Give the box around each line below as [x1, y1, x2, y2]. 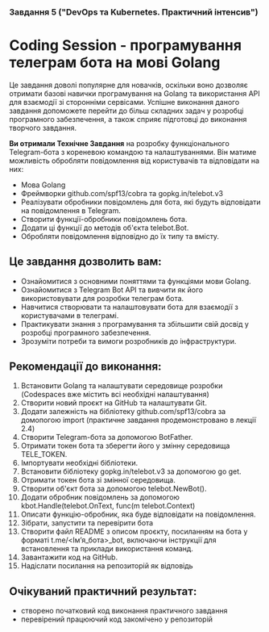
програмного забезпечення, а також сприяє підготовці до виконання [9, 114, 247, 123]
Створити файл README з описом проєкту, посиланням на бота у [20, 527, 248, 537]
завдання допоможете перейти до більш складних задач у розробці [9, 106, 244, 115]
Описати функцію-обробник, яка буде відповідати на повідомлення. [20, 509, 256, 519]
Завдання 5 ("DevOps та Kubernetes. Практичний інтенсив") [9, 6, 259, 18]
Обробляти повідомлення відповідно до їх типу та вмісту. [20, 231, 220, 241]
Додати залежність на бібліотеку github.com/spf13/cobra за [20, 407, 226, 416]
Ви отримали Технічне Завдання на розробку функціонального [9, 138, 230, 148]
